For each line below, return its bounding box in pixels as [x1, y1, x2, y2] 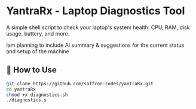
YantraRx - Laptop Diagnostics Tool [6, 4, 185, 18]
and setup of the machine [6, 47, 70, 54]
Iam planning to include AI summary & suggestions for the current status [6, 41, 185, 49]
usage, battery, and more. [6, 30, 70, 37]
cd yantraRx [6, 86, 36, 92]
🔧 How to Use [6, 65, 57, 75]
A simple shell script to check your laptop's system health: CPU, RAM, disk [6, 24, 190, 31]
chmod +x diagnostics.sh [6, 92, 68, 98]
